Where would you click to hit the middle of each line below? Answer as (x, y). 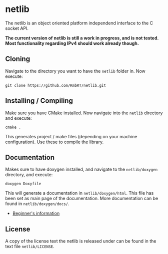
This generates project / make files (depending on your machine (71, 136)
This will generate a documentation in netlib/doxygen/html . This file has (79, 193)
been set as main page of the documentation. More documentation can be (82, 199)
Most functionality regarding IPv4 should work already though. (72, 43)
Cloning (18, 59)
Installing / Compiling (39, 101)
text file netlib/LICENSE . (30, 247)
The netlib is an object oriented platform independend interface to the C (79, 23)
